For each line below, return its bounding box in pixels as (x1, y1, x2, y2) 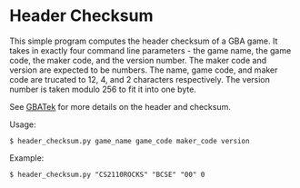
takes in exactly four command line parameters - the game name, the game (9, 45, 292, 55)
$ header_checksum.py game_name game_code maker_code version (9, 136, 250, 145)
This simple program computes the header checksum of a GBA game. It (9, 35, 278, 46)
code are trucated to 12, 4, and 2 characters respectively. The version (9, 74, 271, 84)
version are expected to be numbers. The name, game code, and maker (9, 64, 278, 75)
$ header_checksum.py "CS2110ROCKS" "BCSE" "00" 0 (9, 170, 205, 179)
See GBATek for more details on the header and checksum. (9, 101, 232, 112)
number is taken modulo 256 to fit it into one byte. (9, 84, 197, 94)
